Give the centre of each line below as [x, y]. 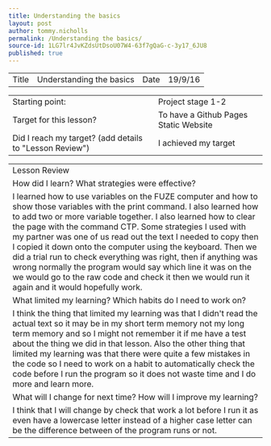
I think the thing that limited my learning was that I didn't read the [135, 313]
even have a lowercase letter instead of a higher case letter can [132, 420]
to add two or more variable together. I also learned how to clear [134, 217]
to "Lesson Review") [51, 148]
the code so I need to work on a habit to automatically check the [134, 364]
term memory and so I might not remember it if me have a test [129, 333]
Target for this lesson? [54, 120]
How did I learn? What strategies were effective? [104, 183]
